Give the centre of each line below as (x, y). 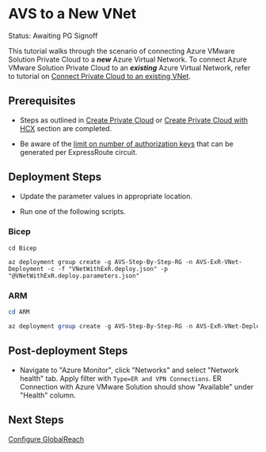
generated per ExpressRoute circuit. (78, 152)
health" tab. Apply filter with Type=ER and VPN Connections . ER (120, 378)
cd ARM (19, 312)
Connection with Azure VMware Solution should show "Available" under (137, 386)
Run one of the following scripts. (72, 211)
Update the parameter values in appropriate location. (106, 196)
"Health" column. (48, 395)
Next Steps (36, 420)
